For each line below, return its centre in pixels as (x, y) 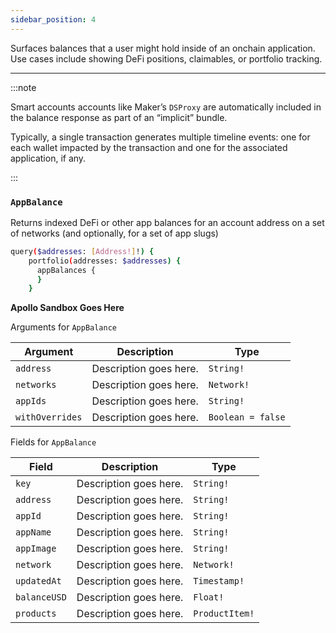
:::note (23, 87)
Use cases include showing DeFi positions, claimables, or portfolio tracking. (166, 58)
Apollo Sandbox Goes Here (67, 308)
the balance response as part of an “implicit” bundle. (119, 117)
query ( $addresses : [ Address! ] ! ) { (82, 251)
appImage (36, 549)
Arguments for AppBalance (63, 327)
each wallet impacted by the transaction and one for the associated (149, 147)
